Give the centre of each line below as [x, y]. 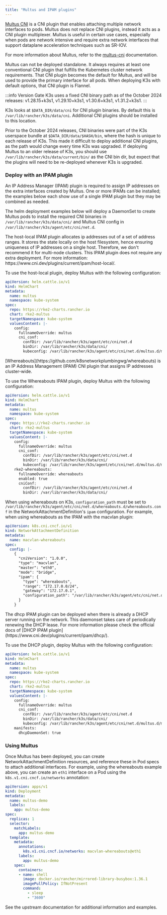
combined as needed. [27, 202]
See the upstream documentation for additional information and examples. [81, 907]
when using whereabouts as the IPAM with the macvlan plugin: [69, 517]
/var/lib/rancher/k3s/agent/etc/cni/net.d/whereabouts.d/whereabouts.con [83, 507]
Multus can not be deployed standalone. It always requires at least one [78, 64]
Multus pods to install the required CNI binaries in [56, 216]
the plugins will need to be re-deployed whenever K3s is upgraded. [74, 162]
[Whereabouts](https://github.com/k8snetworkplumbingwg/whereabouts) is [83, 361]
